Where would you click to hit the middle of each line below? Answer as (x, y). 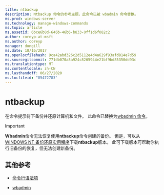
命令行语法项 (25, 178)
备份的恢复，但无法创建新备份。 (46, 148)
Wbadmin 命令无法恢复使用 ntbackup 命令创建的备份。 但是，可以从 (73, 136)
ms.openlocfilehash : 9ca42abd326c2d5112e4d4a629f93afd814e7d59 (71, 55)
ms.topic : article (24, 28)
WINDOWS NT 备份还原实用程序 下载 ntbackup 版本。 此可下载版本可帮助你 (80, 142)
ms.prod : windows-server (30, 19)
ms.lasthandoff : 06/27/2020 (34, 73)
